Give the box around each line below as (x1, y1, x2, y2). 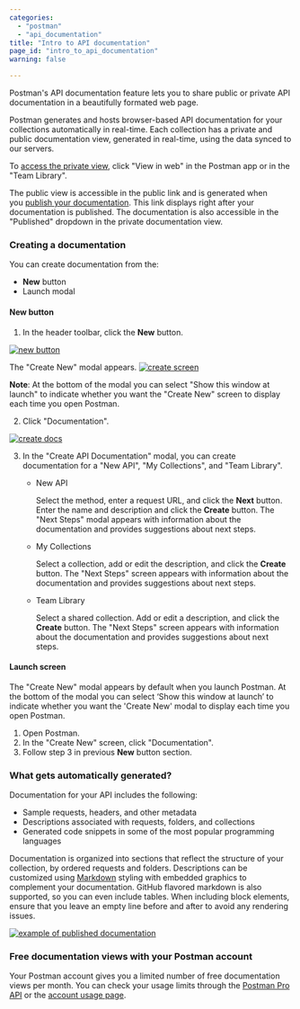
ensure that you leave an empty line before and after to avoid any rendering (9, 901, 289, 911)
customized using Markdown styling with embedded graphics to (9, 872, 247, 882)
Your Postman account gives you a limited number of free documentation (9, 970, 280, 981)
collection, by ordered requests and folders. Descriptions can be (9, 862, 248, 873)
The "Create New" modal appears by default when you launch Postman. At (9, 681, 287, 692)
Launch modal (22, 286, 75, 297)
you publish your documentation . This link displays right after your (9, 197, 254, 208)
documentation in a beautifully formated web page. (9, 97, 199, 108)
